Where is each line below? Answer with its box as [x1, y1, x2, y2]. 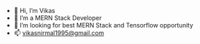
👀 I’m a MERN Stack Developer [13, 14, 102, 22]
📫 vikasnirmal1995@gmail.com [13, 29, 104, 37]
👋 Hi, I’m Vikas [13, 7, 56, 14]
